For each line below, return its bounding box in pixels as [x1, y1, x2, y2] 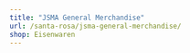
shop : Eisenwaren [9, 30, 76, 39]
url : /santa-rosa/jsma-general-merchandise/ [9, 22, 182, 31]
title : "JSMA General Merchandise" [9, 13, 145, 22]
